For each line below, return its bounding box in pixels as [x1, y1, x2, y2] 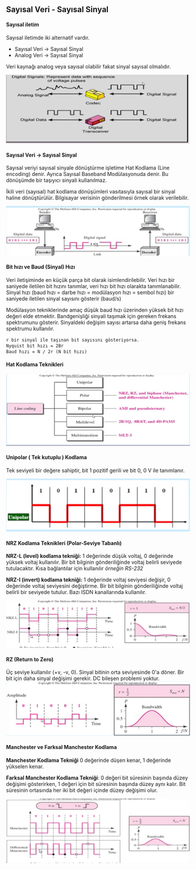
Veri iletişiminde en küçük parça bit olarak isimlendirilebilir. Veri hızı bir [6, 276, 175, 283]
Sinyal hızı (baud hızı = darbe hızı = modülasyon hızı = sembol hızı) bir [6, 289, 174, 296]
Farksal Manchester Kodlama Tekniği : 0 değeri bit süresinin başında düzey [6, 774, 188, 781]
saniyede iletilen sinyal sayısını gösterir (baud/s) [6, 295, 121, 302]
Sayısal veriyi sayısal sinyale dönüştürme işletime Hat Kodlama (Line [6, 164, 170, 171]
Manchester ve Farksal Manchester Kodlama [6, 744, 117, 751]
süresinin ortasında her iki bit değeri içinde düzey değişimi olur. [6, 787, 158, 794]
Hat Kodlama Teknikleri [6, 361, 64, 368]
